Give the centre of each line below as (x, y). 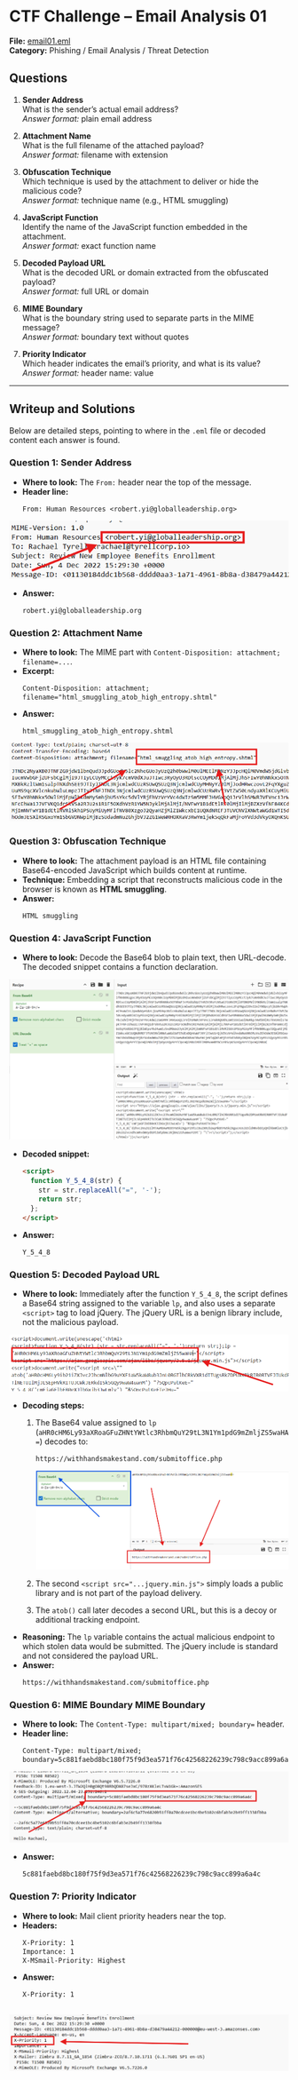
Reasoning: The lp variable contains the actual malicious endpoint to (148, 1637)
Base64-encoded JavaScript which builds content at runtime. (134, 870)
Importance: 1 (48, 1951)
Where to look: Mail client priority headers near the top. (124, 1916)
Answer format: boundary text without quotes (105, 337)
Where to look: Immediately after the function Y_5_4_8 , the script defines (155, 1294)
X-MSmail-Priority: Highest (74, 1960)
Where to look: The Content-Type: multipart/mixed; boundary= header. (153, 1724)
